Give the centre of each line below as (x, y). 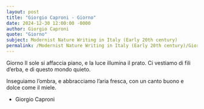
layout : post (23, 12)
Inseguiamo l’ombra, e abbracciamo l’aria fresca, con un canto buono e (95, 81)
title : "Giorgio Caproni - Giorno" (51, 18)
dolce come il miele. (31, 87)
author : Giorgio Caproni (38, 29)
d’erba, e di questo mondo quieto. (49, 69)
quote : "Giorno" (27, 35)
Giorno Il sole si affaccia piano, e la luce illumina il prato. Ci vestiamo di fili (99, 63)
